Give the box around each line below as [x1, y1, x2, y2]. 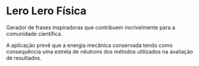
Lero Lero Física [6, 4, 87, 18]
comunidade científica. [6, 30, 63, 37]
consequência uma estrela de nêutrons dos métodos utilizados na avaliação [6, 48, 193, 55]
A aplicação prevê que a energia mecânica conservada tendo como [6, 42, 173, 49]
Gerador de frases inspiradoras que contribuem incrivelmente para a [6, 24, 175, 31]
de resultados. [6, 54, 42, 61]
